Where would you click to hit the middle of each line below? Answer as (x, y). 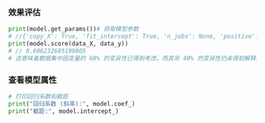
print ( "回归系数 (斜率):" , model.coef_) (72, 103)
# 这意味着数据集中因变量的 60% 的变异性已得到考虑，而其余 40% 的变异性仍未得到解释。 (135, 58)
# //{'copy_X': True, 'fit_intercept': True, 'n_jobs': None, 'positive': (134, 37)
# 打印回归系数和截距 (38, 96)
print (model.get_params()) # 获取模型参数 (74, 29)
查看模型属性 (33, 80)
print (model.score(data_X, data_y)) (68, 44)
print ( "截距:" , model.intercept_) (64, 111)
